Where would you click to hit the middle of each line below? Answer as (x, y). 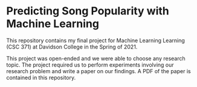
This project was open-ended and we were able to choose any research (96, 58)
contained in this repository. (41, 77)
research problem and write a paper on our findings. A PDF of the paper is (99, 71)
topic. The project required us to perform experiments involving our (90, 65)
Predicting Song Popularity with (88, 11)
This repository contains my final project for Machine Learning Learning (96, 40)
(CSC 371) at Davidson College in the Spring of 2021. (72, 47)
